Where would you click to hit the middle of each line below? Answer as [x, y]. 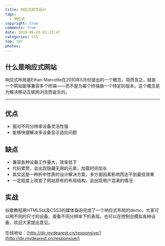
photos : [13, 46]
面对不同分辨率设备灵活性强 [40, 126]
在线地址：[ [17, 233]
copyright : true [22, 23]
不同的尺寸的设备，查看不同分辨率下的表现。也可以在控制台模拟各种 [82, 216]
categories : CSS [22, 37]
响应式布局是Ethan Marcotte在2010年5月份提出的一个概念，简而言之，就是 [81, 80]
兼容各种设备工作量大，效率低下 [44, 162]
